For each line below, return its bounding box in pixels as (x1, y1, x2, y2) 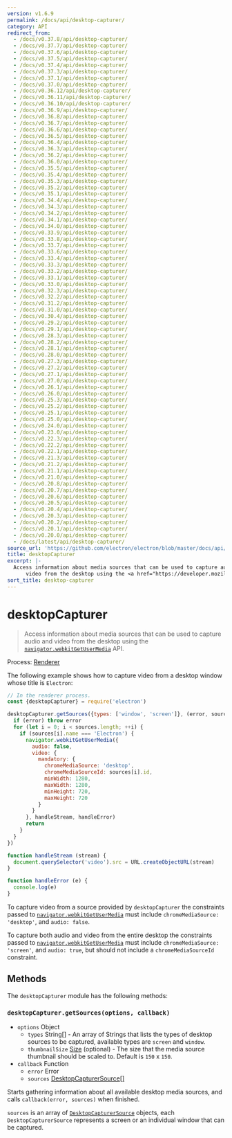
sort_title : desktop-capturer (7, 576, 95, 584)
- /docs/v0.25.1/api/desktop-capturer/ (13, 409, 128, 416)
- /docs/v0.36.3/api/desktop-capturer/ (13, 145, 128, 152)
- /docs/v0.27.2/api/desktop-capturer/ (13, 364, 128, 371)
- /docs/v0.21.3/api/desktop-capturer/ (13, 454, 128, 461)
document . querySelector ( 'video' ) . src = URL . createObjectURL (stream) (13, 858, 215, 866)
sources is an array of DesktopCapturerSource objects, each (7, 1109, 175, 1117)
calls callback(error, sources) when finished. (7, 1095, 140, 1103)
